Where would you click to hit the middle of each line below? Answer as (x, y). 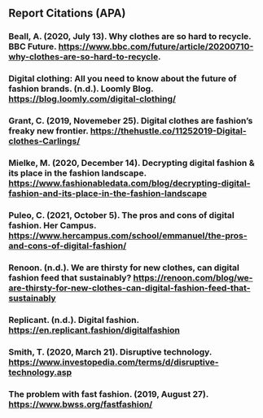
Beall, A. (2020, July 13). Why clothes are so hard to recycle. (130, 37)
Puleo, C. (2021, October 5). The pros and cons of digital (121, 215)
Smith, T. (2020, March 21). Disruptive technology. (110, 351)
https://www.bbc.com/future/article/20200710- (156, 46)
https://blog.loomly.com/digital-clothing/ (92, 99)
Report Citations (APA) (67, 13)
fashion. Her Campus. (53, 225)
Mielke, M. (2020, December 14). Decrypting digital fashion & (131, 163)
